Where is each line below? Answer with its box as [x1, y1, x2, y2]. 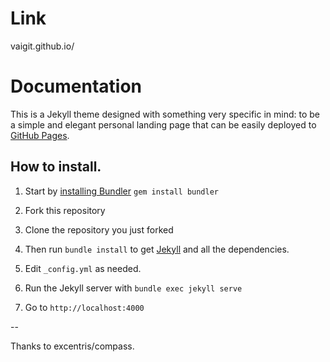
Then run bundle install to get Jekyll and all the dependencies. [24, 243, 290, 255]
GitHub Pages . [10, 129, 70, 141]
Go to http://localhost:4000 [24, 301, 145, 313]
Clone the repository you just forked [24, 223, 174, 236]
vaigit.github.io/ [10, 40, 75, 52]
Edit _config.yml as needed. [24, 262, 142, 274]
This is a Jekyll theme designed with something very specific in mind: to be [10, 108, 321, 120]
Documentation [10, 75, 143, 98]
